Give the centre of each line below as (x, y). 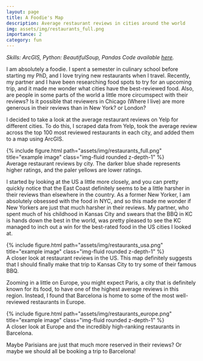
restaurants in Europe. (58, 302)
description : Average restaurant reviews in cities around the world (96, 23)
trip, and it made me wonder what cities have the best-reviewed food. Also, (100, 88)
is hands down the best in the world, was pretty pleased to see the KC (94, 220)
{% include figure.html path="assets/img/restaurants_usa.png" (85, 245)
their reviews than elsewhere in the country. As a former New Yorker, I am (98, 194)
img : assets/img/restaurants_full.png (55, 29)
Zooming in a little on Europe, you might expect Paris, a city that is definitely (101, 282)
